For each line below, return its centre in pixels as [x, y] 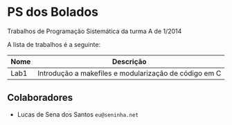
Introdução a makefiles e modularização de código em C [130, 73]
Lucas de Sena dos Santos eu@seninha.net [78, 114]
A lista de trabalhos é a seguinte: [54, 44]
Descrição [129, 61]
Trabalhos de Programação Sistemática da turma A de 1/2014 [95, 31]
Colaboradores [40, 98]
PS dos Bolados [53, 12]
